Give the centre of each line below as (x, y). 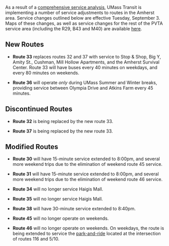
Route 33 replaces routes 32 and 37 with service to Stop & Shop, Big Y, (87, 56)
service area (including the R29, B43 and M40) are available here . (74, 29)
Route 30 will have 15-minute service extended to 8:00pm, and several (86, 159)
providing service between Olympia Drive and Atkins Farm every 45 (83, 88)
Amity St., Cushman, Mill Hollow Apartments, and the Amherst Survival (86, 62)
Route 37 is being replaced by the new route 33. (63, 131)
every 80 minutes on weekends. (46, 73)
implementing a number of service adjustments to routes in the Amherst (80, 13)
